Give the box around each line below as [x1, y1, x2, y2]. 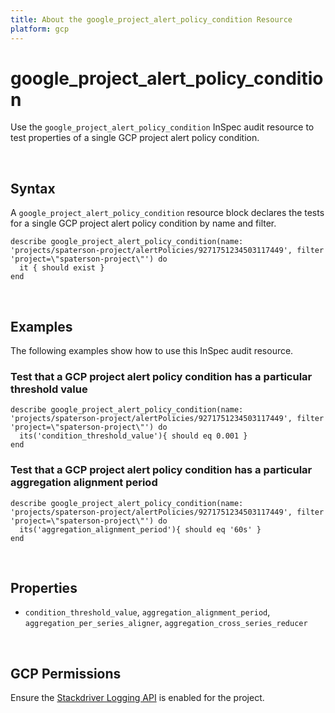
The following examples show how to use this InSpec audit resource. [10, 345, 294, 357]
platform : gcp [10, 24, 70, 34]
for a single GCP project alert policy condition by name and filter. [10, 217, 277, 230]
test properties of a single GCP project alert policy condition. [10, 132, 260, 144]
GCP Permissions [10, 665, 122, 682]
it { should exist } [19, 263, 105, 273]
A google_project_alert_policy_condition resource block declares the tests [10, 207, 325, 219]
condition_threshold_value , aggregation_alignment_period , [24, 606, 271, 618]
